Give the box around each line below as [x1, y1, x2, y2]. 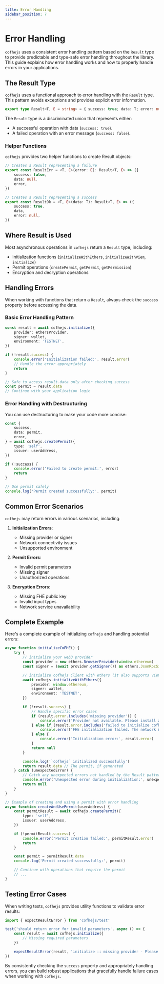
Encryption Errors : [12, 584, 50, 589]
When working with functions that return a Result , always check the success [5, 296, 159, 302]
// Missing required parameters [22, 936, 89, 941]
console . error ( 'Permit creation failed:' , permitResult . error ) [22, 836, 154, 841]
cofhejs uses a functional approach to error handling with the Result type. [5, 92, 154, 98]
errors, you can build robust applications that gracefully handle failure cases [5, 968, 159, 974]
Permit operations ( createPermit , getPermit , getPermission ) [12, 264, 132, 270]
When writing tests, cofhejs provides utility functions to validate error [5, 903, 145, 909]
